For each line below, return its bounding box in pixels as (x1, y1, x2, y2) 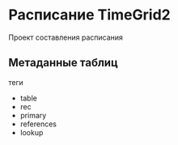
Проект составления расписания (8, 32, 124, 42)
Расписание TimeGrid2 (8, 6, 172, 24)
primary (19, 110, 47, 120)
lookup (19, 127, 44, 137)
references (19, 119, 57, 129)
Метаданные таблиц (8, 56, 119, 70)
